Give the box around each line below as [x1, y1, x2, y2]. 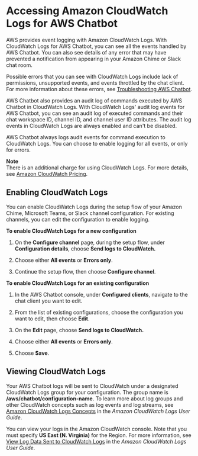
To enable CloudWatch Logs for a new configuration [6, 227, 137, 235]
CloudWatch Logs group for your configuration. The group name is [6, 388, 168, 396]
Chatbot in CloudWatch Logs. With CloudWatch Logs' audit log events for [6, 103, 185, 110]
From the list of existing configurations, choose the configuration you [14, 309, 183, 316]
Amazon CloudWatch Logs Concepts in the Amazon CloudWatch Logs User [6, 407, 190, 415]
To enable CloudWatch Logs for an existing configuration [6, 280, 150, 287]
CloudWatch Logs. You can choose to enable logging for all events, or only [6, 140, 188, 147]
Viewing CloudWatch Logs [6, 367, 106, 377]
